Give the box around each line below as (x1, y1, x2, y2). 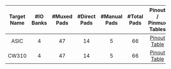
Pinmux (148, 19, 167, 26)
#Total (127, 13, 144, 20)
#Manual (100, 13, 123, 20)
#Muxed (51, 13, 73, 20)
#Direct (77, 13, 96, 20)
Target (9, 13, 25, 20)
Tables (149, 26, 166, 33)
